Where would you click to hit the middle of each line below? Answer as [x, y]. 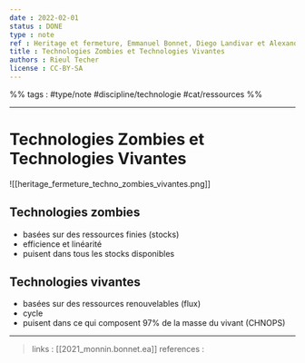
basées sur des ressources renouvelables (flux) [112, 304]
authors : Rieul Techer [54, 60]
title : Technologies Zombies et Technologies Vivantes [117, 52]
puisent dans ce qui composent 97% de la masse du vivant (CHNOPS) [154, 323]
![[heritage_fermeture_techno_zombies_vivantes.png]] [110, 183]
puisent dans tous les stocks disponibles [98, 253]
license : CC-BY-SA [46, 69]
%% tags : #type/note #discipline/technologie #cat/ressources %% [136, 94]
